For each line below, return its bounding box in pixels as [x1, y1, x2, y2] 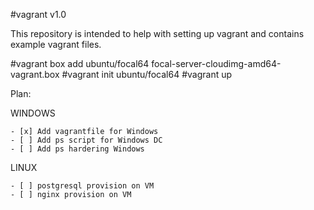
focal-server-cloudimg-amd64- [151, 58, 282, 69]
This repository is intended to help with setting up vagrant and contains [10, 28, 305, 39]
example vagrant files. [10, 39, 102, 50]
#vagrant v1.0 [10, 9, 67, 20]
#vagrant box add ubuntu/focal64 [10, 58, 150, 69]
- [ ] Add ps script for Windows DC [10, 135, 163, 145]
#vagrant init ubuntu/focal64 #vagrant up [61, 69, 233, 80]
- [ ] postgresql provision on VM [10, 181, 155, 191]
